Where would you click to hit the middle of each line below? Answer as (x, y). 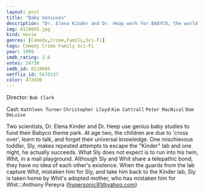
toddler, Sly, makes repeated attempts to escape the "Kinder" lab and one (99, 146)
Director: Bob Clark (31, 98)
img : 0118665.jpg (28, 29)
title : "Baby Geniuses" (37, 18)
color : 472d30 (24, 80)
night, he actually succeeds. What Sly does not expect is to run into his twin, (102, 153)
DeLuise (16, 115)
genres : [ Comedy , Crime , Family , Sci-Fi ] (56, 40)
